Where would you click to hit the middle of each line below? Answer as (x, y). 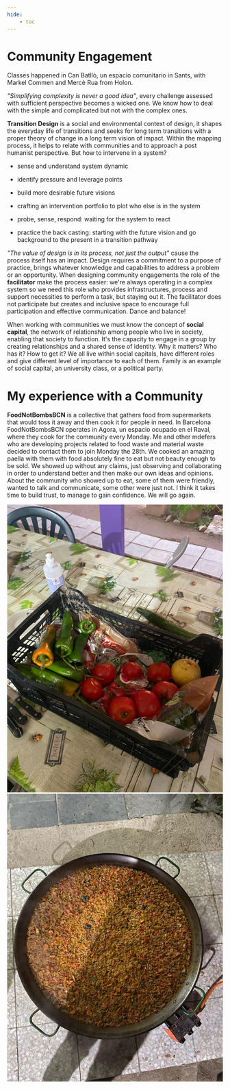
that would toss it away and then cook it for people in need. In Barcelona (109, 422)
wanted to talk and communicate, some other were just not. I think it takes (111, 488)
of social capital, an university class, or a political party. (85, 368)
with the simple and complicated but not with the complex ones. (97, 110)
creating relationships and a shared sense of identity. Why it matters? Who (112, 347)
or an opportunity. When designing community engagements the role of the (114, 275)
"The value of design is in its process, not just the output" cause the (103, 253)
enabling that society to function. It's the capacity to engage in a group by (112, 339)
